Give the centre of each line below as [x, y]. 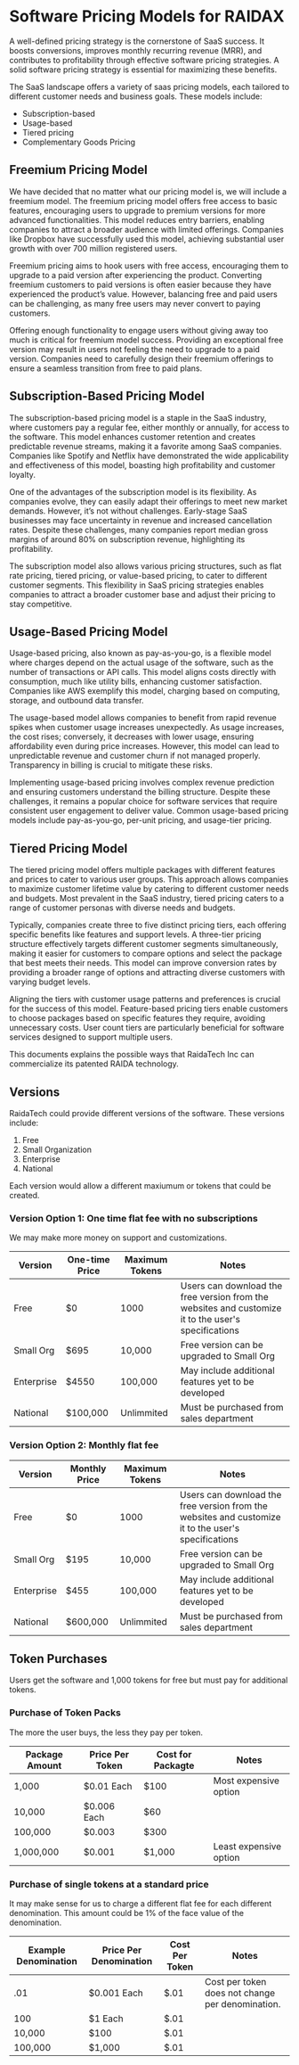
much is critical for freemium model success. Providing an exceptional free [146, 340]
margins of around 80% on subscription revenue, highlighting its [127, 539]
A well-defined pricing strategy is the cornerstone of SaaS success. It [137, 41]
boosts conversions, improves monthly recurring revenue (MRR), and [136, 50]
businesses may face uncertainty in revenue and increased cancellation [141, 520]
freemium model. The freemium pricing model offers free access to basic [143, 201]
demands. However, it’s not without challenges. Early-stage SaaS [128, 511]
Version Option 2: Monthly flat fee [84, 1445]
